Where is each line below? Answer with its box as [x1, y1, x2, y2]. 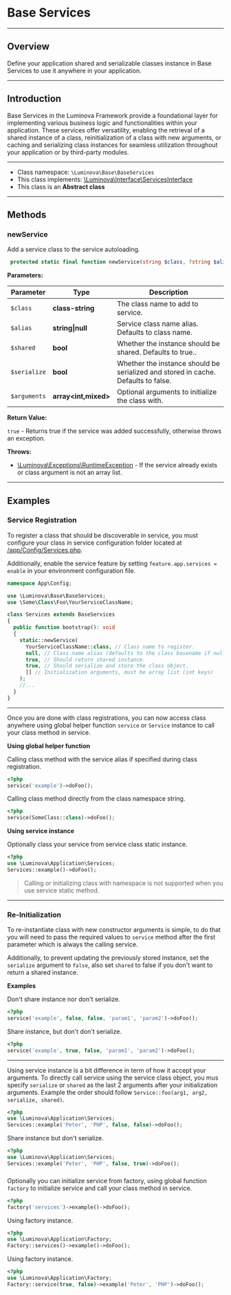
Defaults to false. [116, 376, 172, 386]
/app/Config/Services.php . [7, 545, 83, 554]
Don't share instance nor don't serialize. [7, 995, 120, 1004]
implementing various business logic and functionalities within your [7, 119, 198, 127]
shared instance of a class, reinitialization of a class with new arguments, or [7, 133, 221, 142]
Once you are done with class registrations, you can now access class [7, 713, 206, 722]
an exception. [7, 434, 46, 442]
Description [148, 288, 188, 298]
